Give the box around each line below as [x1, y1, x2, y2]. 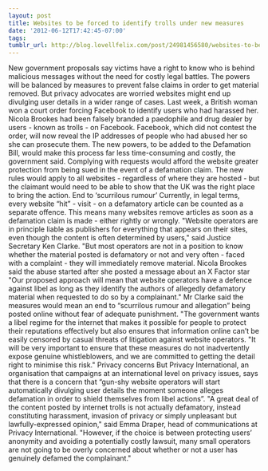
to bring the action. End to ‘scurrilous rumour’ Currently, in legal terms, [8, 191, 241, 200]
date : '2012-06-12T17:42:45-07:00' [8, 26, 127, 34]
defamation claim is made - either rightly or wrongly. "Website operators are [8, 216, 258, 226]
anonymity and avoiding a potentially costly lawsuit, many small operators [8, 437, 251, 446]
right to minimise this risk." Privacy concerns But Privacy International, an [8, 360, 250, 370]
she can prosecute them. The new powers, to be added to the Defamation [8, 140, 251, 149]
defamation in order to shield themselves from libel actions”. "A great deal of [8, 394, 259, 404]
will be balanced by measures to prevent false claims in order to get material [8, 81, 259, 90]
